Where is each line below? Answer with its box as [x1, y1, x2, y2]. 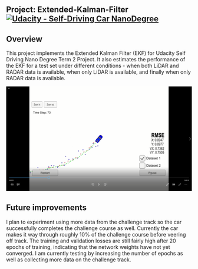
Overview [6, 34, 43, 44]
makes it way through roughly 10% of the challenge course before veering [6, 231, 186, 238]
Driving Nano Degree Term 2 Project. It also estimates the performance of [6, 56, 186, 63]
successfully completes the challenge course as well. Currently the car [6, 224, 179, 232]
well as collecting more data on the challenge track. [6, 256, 131, 263]
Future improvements [6, 203, 87, 213]
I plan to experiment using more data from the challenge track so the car [6, 218, 182, 225]
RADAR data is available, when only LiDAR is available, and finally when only [6, 68, 192, 76]
